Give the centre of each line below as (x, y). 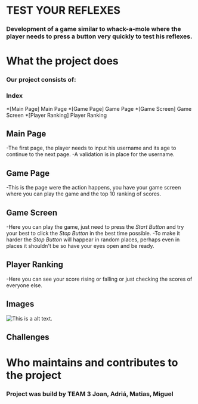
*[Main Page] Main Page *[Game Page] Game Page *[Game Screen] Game (99, 108)
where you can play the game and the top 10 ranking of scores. (84, 194)
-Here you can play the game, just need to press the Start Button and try (95, 226)
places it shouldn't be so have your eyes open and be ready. (80, 245)
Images (20, 304)
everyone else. (24, 285)
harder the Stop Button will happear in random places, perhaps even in (93, 240)
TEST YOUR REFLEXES (64, 10)
